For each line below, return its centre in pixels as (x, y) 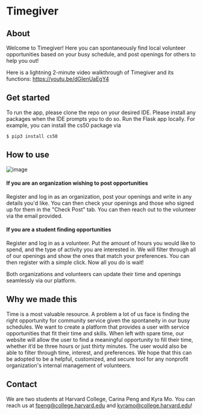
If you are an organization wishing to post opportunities (77, 183)
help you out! (23, 61)
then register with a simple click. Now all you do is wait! (75, 262)
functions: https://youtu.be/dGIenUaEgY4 (58, 79)
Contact (22, 384)
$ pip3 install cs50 (32, 136)
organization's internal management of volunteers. (69, 365)
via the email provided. (35, 216)
